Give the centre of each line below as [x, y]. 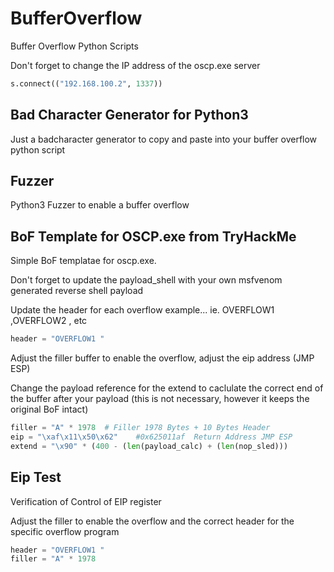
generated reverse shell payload [77, 291]
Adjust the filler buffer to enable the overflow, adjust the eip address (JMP [162, 358]
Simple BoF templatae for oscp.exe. [83, 261]
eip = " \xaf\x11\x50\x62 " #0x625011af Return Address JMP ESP [151, 437]
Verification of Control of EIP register [86, 501]
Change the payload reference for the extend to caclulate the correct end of [167, 388]
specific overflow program [65, 531]
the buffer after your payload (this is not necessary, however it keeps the [160, 399]
